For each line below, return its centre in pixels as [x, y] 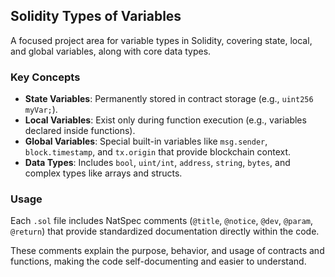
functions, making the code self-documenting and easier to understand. [158, 261]
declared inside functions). [80, 131]
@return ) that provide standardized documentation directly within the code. [165, 231]
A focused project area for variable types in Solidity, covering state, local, [161, 40]
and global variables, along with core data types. [111, 51]
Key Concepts [45, 77]
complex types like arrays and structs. [103, 173]
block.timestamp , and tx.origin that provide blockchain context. [158, 152]
